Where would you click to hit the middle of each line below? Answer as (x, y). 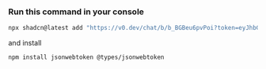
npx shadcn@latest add (46, 28)
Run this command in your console (76, 12)
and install (25, 43)
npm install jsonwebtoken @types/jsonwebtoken (86, 57)
